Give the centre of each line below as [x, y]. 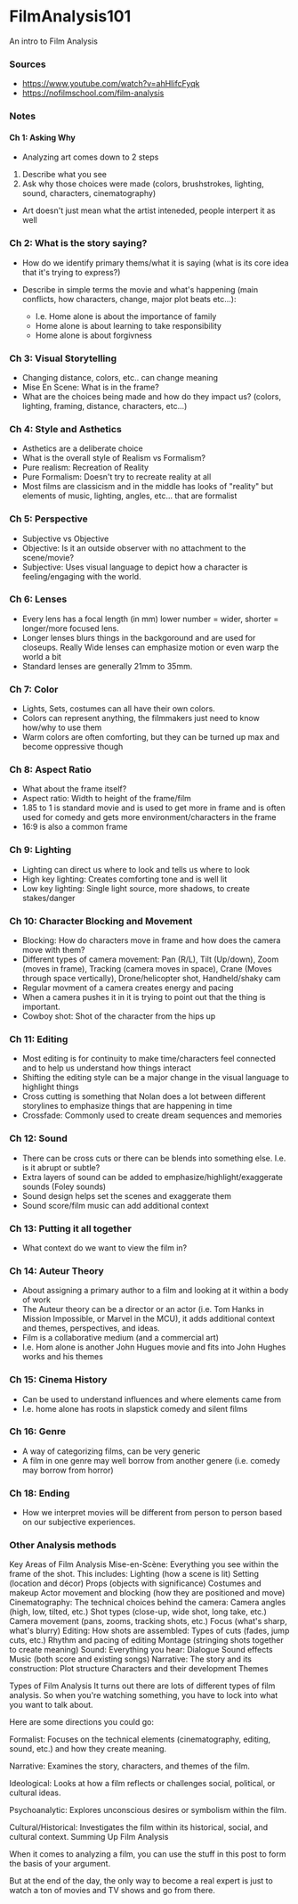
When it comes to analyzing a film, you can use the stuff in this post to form [148, 1854]
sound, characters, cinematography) [89, 193]
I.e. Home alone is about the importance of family [126, 316]
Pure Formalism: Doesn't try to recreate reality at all [117, 477]
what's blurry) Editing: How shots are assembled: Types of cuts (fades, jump [149, 1631]
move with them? [53, 950]
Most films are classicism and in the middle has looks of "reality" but [148, 487]
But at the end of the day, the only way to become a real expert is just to [141, 1881]
